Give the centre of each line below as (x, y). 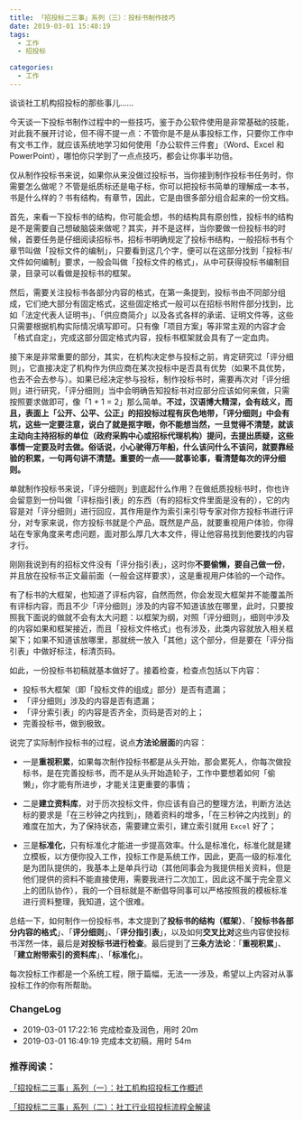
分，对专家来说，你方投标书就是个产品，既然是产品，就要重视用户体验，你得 (151, 522)
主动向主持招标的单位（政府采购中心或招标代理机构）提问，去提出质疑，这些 (151, 435)
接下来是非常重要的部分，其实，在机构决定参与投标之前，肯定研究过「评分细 (151, 357)
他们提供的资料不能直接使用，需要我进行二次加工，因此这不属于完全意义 (156, 879)
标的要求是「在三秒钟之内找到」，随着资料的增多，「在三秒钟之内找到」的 (156, 814)
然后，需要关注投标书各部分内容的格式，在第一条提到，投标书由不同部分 (143, 292)
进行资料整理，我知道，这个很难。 (86, 901)
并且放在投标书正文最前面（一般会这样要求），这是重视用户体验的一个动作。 (150, 575)
